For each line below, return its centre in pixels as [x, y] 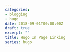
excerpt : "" [17, 33]
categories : [17, 10]
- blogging [16, 14]
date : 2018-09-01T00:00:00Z [34, 24]
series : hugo [19, 42]
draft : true [17, 28]
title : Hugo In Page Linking [35, 38]
